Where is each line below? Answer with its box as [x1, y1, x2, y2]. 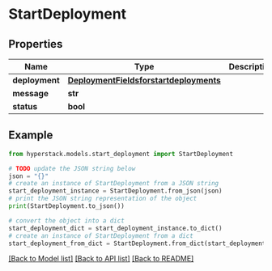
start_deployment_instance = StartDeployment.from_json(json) [8, 187, 223, 195]
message [12, 88, 49, 99]
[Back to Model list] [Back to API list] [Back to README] [8, 254, 194, 264]
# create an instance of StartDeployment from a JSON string [8, 180, 219, 188]
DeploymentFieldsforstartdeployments [67, 74, 221, 86]
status [12, 101, 38, 112]
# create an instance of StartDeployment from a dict [8, 231, 194, 239]
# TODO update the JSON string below [8, 164, 136, 172]
